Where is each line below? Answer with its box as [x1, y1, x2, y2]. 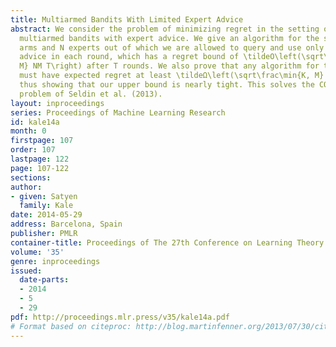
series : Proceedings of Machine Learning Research [10, 107, 226, 118]
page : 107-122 [10, 163, 70, 173]
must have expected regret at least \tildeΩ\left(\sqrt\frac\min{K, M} [19, 71, 325, 81]
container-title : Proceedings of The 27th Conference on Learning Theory [10, 237, 325, 248]
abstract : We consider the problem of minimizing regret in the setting [10, 24, 320, 34]
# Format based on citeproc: [10, 321, 132, 331]
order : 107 [10, 145, 56, 155]
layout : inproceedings [10, 98, 105, 108]
